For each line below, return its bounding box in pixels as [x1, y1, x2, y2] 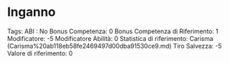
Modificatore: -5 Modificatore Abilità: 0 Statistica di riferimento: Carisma [7, 34, 214, 42]
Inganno [7, 4, 56, 20]
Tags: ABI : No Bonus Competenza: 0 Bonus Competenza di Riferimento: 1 [7, 27, 219, 35]
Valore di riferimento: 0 [7, 49, 73, 57]
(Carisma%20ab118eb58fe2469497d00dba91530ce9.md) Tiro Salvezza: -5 [7, 42, 222, 50]
